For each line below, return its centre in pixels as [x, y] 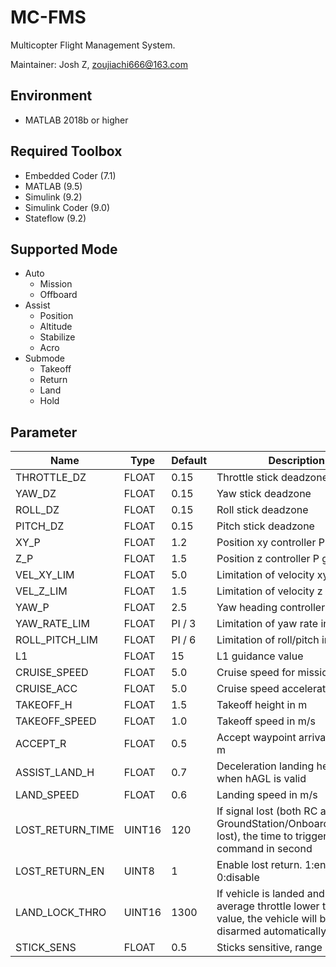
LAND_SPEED [47, 795]
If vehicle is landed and [270, 894]
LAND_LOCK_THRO [61, 913]
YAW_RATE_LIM [52, 624]
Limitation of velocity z [269, 591]
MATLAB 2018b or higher [76, 120]
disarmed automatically [271, 931]
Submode [45, 358]
